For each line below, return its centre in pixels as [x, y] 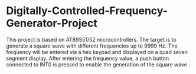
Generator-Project [52, 23]
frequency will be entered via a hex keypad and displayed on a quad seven [97, 52]
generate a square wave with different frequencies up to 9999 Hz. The [92, 46]
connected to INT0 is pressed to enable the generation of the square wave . [98, 64]
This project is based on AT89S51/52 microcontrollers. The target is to [91, 39]
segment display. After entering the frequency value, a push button [88, 58]
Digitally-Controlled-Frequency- [87, 11]
